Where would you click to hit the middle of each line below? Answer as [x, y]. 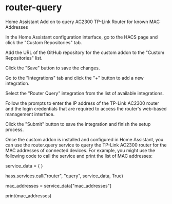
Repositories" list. [24, 58]
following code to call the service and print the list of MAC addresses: [79, 156]
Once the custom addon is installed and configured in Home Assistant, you [84, 139]
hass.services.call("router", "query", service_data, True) [64, 176]
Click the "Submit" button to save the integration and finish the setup [78, 124]
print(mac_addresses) [28, 196]
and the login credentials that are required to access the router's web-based [86, 108]
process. [15, 129]
